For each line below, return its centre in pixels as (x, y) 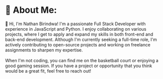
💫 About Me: (31, 10)
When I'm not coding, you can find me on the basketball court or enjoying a (82, 60)
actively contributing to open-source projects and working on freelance (78, 44)
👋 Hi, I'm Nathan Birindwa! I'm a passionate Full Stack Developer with (75, 24)
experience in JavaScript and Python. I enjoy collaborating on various (76, 29)
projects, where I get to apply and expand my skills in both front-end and (79, 34)
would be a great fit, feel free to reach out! (48, 71)
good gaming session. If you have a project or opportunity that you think (79, 66)
